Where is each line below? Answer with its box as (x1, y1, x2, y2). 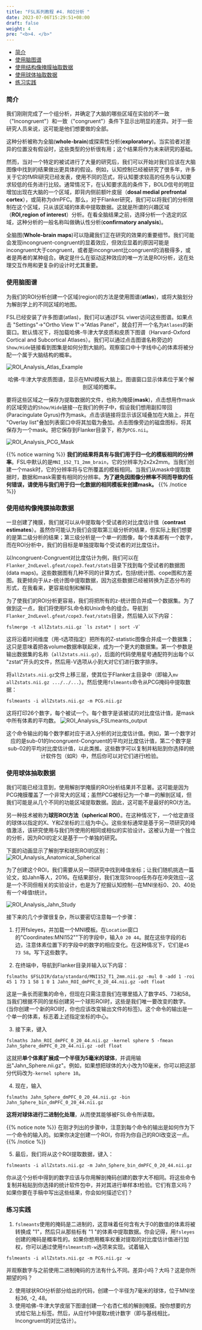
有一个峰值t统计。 (6, 889, 50, 896)
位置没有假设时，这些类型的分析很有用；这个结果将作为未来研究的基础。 (16, 145, 196, 153)
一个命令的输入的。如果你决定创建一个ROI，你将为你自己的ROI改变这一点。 (6, 1132, 192, 1139)
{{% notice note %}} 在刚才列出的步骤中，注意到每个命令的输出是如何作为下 (6, 1124, 195, 1131)
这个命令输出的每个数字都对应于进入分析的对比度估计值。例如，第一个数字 (6, 730, 191, 737)
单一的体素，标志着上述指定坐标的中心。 (11, 1013, 112, 1020)
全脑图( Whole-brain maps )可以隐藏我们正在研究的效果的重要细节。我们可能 (6, 232, 195, 239)
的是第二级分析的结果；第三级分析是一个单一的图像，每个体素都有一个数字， (6, 534, 196, 541)
